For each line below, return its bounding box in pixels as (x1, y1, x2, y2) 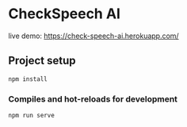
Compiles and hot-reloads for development (8, 93, 178, 104)
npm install (8, 75, 48, 83)
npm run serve (8, 112, 55, 120)
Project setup (8, 54, 77, 67)
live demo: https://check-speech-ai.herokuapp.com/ (8, 31, 180, 40)
